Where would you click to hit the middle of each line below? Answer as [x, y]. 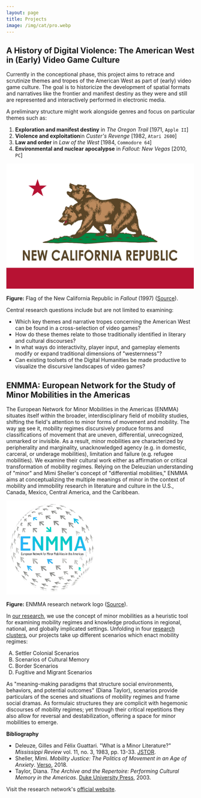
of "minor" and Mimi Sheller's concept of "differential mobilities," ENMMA [97, 473]
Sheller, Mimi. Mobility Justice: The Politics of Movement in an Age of [101, 758]
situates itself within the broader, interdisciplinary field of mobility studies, [97, 416]
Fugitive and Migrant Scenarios [53, 672]
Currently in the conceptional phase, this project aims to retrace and [91, 75]
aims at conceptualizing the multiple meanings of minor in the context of [95, 479]
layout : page [22, 13]
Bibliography [22, 734]
